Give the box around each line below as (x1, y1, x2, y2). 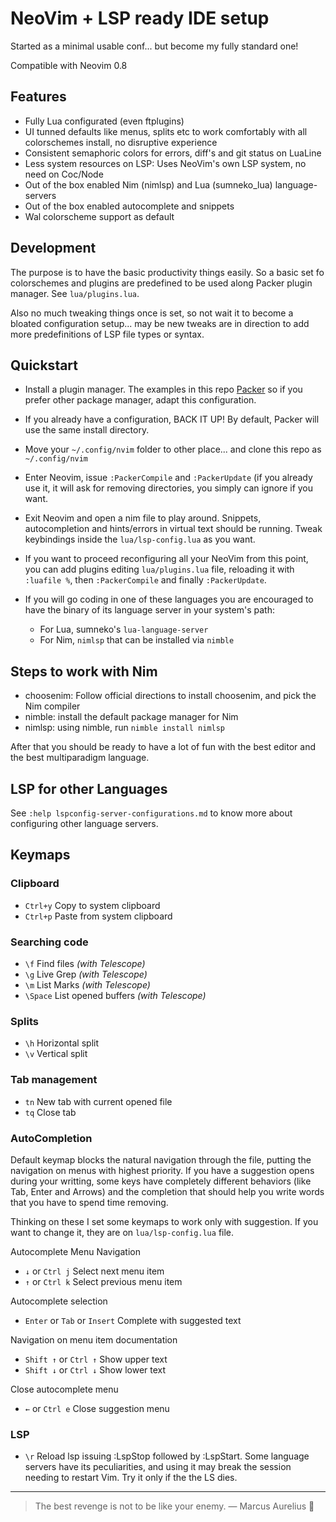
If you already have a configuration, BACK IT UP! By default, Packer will (24, 413, 320, 426)
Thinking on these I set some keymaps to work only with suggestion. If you (10, 1215, 319, 1227)
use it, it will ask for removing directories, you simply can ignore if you (24, 482, 314, 494)
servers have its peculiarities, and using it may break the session (24, 1461, 292, 1473)
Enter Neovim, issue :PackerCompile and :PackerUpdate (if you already (24, 472, 313, 484)
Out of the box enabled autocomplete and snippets (24, 200, 235, 212)
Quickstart (10, 357, 79, 374)
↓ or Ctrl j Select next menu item (24, 1265, 165, 1277)
